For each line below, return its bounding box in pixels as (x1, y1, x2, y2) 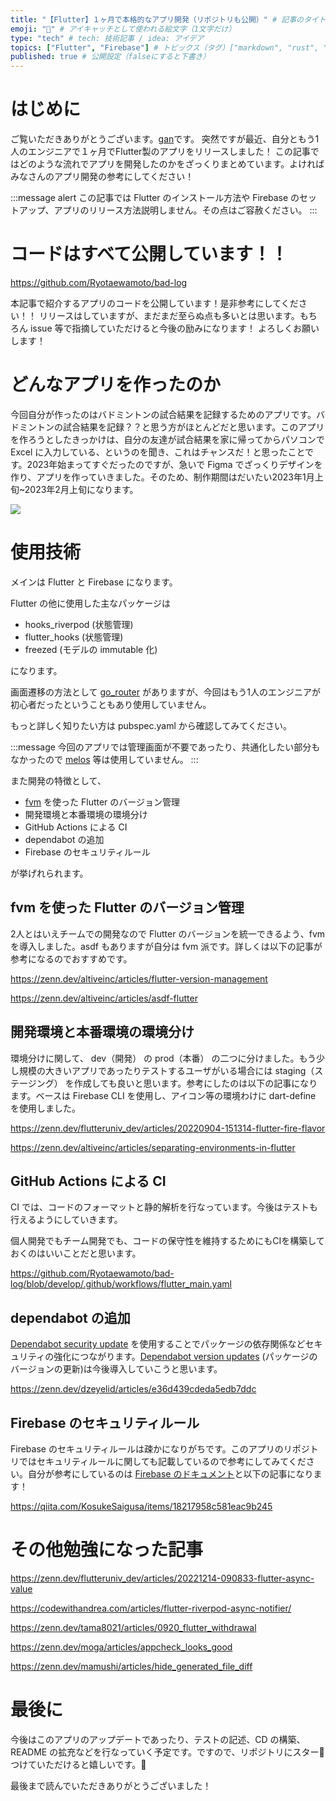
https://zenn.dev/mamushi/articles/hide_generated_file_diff (10, 1660, 253, 1672)
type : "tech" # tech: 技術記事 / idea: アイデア (10, 33, 205, 43)
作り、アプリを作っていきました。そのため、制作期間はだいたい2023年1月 (10, 471, 315, 483)
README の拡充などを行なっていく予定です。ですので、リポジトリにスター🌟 (10, 1746, 325, 1758)
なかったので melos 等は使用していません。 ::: (10, 753, 199, 765)
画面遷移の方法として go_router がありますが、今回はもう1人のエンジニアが (10, 686, 321, 698)
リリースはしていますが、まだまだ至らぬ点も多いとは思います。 (38, 310, 300, 321)
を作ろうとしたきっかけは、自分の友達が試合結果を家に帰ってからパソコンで (10, 433, 325, 445)
